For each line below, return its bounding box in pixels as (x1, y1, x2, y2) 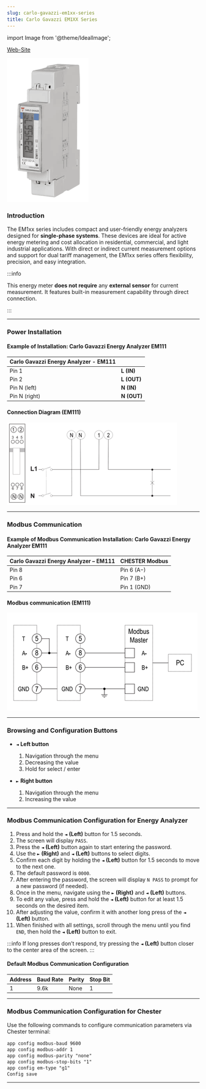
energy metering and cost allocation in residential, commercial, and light (7, 238, 189, 246)
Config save (7, 1071, 37, 1077)
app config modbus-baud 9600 (7, 1040, 81, 1047)
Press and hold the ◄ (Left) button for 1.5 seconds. (15, 830, 142, 837)
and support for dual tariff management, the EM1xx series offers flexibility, (7, 251, 194, 258)
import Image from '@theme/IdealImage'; (7, 34, 111, 41)
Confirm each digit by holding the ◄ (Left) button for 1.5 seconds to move (15, 856, 200, 864)
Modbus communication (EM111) (7, 599, 91, 606)
